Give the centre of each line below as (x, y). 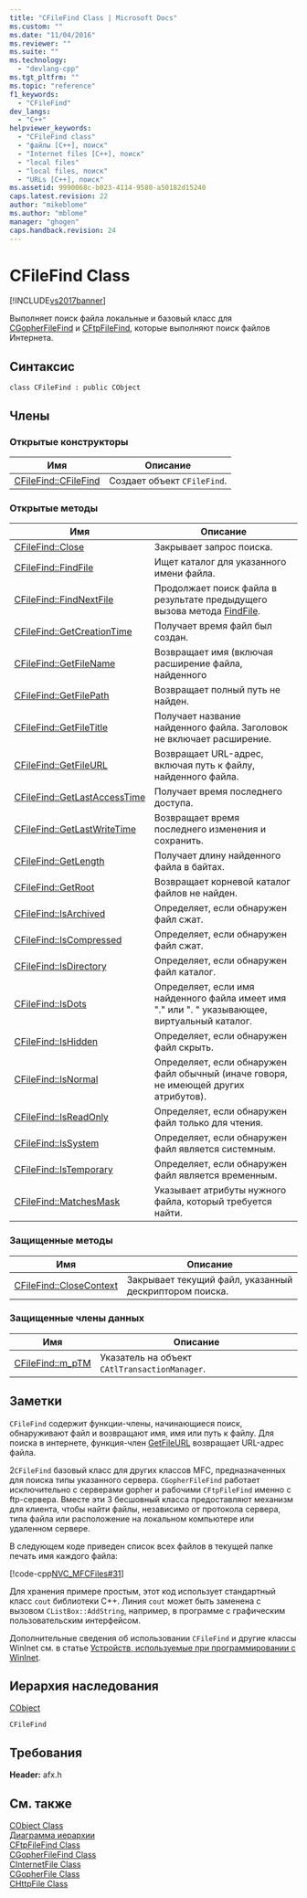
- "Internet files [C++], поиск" (81, 154)
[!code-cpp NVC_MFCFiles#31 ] (67, 1574)
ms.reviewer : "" (40, 43)
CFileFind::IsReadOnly (62, 1118)
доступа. (174, 803)
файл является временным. (216, 1175)
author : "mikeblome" (49, 205)
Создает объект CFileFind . (168, 481)
